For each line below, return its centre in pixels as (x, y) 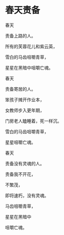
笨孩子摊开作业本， (25, 99)
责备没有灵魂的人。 (25, 163)
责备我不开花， (20, 174)
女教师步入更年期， (25, 110)
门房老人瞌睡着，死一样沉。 (33, 121)
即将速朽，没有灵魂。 (27, 195)
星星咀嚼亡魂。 (20, 142)
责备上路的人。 (20, 36)
